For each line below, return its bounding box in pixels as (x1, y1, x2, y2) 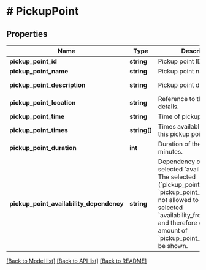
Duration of (158, 140, 191, 148)
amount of (158, 227, 188, 234)
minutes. (158, 148, 183, 156)
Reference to (158, 95, 195, 103)
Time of (158, 112, 181, 121)
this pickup (158, 130, 190, 138)
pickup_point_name (9, 67, 69, 75)
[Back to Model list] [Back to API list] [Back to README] (6, 257, 147, 264)
